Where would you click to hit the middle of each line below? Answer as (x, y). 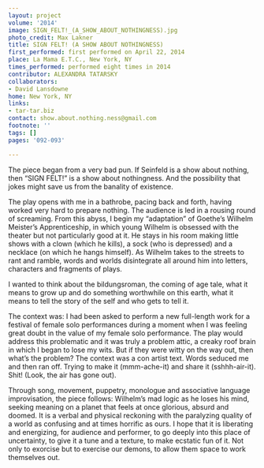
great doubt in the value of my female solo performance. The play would (126, 333)
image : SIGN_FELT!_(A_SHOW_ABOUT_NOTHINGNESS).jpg (93, 30)
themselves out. (34, 457)
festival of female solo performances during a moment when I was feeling (128, 324)
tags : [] (22, 133)
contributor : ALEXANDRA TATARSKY (63, 74)
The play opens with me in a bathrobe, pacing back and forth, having (120, 201)
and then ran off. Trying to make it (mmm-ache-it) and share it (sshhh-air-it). (132, 366)
